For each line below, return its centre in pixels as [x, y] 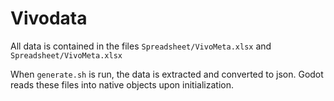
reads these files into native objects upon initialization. [122, 84]
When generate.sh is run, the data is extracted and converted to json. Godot [167, 74]
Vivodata [49, 18]
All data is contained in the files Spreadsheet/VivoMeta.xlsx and [141, 46]
